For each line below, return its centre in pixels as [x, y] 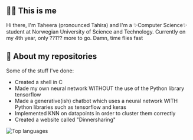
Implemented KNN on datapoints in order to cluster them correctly [95, 113]
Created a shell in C [39, 82]
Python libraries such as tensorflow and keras [71, 107]
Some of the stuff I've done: [40, 71]
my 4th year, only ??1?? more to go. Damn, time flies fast [75, 38]
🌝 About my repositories [52, 56]
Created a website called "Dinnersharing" [65, 119]
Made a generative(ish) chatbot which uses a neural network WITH [96, 101]
